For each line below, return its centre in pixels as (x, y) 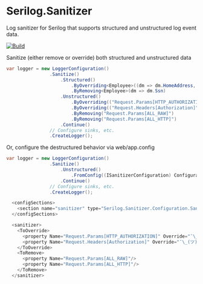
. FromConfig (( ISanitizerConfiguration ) (121, 175)
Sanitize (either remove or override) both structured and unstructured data (99, 57)
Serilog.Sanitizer (49, 11)
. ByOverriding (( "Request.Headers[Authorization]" (135, 108)
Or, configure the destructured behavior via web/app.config (81, 147)
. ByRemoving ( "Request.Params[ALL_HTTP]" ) (124, 119)
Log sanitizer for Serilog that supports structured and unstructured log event (101, 28)
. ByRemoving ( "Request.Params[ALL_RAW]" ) (122, 113)
